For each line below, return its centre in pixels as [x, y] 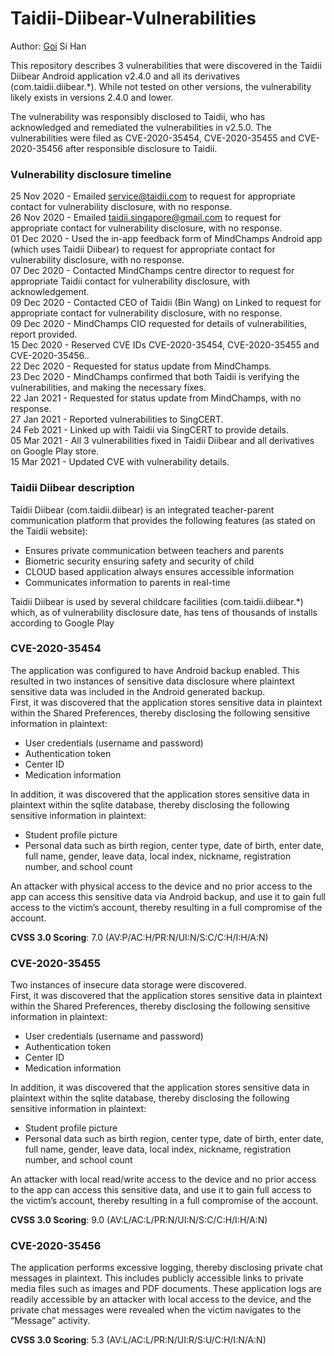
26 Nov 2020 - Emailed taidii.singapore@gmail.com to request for [146, 218]
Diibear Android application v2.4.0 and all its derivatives [125, 76]
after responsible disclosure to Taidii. [141, 148]
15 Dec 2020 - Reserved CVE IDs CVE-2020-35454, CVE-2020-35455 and [165, 345]
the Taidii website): [49, 531]
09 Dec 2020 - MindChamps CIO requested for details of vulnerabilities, [159, 324]
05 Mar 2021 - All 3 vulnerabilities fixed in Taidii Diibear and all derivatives [162, 441]
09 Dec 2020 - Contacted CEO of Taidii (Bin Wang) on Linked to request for [166, 303]
